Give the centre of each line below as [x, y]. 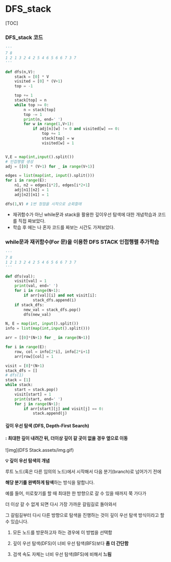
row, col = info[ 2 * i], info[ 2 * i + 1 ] [52, 352]
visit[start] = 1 [33, 394]
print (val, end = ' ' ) [36, 286]
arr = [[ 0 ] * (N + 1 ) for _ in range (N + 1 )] [48, 338]
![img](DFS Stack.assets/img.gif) [40, 450]
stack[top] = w [58, 138]
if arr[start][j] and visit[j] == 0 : [64, 409]
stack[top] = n [31, 101]
